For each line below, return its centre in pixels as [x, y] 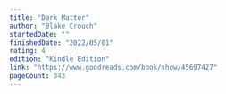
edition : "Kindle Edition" [59, 59]
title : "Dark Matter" [50, 17]
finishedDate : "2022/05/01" [62, 43]
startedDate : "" [39, 34]
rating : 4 [28, 51]
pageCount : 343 [38, 76]
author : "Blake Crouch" [54, 26]
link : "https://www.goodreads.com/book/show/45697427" [113, 68]
